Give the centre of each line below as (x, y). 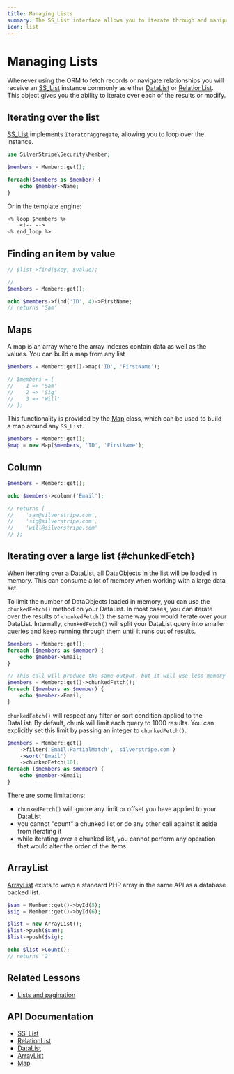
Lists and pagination (46, 995)
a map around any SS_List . (46, 426)
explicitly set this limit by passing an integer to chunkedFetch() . (97, 730)
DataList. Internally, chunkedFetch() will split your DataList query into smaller (116, 623)
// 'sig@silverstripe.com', (53, 521)
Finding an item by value (61, 253)
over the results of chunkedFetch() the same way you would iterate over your (117, 616)
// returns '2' (29, 956)
